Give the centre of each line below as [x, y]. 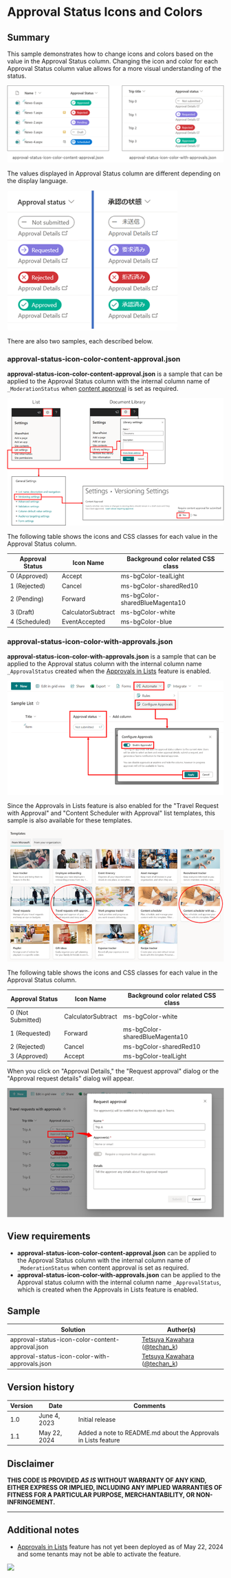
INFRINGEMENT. [31, 1502]
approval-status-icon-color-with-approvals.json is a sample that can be [112, 657]
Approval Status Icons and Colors [105, 12]
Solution [73, 1330]
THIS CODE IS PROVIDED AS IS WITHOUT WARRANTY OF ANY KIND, [107, 1480]
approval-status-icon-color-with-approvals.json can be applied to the [119, 1275]
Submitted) [26, 1020]
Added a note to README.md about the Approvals [149, 1433]
